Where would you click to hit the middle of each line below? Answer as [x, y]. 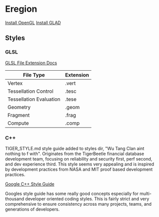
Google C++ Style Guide [30, 184]
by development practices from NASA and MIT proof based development [79, 169]
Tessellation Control [31, 91]
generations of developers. [32, 209]
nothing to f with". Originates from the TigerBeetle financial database [75, 154]
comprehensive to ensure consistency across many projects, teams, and [79, 204]
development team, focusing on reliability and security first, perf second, [79, 159]
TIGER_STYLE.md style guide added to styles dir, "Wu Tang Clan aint [75, 148]
